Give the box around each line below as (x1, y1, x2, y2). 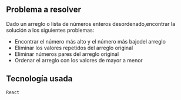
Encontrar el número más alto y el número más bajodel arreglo (14, 38, 166, 45)
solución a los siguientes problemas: (6, 26, 95, 34)
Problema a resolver (6, 5, 81, 15)
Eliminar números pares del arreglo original (14, 50, 119, 58)
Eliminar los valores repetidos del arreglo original (14, 44, 133, 51)
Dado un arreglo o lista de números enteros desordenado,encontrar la (6, 20, 176, 27)
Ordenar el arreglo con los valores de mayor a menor (14, 56, 143, 64)
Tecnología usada (6, 74, 73, 84)
